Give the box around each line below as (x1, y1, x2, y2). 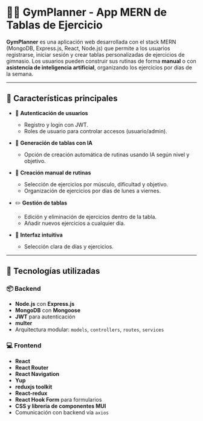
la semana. (6, 70, 34, 77)
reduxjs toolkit (14, 383, 53, 390)
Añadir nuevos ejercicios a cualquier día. (24, 220, 126, 227)
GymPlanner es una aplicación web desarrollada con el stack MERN (6, 38, 176, 45)
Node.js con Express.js (14, 300, 75, 308)
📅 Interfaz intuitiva (14, 231, 63, 238)
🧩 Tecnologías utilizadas (6, 266, 100, 276)
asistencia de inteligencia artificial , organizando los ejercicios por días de (6, 63, 192, 71)
